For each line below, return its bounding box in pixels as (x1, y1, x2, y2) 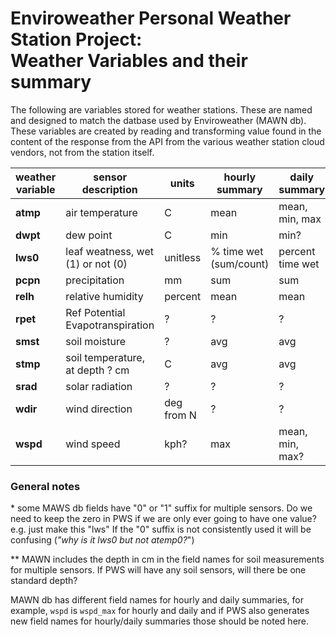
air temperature (65, 205, 138, 219)
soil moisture (65, 334, 127, 348)
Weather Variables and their (10, 50, 248, 72)
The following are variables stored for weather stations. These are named (10, 103, 313, 116)
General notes (10, 479, 81, 493)
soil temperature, (65, 350, 145, 364)
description (81, 182, 138, 196)
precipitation (65, 273, 125, 287)
